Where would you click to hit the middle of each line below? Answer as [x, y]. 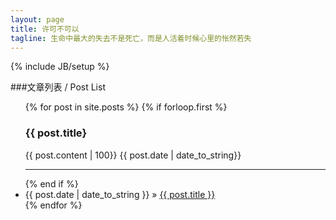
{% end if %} [51, 183]
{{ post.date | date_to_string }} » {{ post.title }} [120, 194]
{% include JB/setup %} [60, 67]
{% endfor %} [53, 205]
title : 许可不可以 [45, 29]
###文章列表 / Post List [58, 87]
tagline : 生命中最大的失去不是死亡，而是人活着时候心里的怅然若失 [131, 38]
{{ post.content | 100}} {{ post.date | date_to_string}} [133, 155]
